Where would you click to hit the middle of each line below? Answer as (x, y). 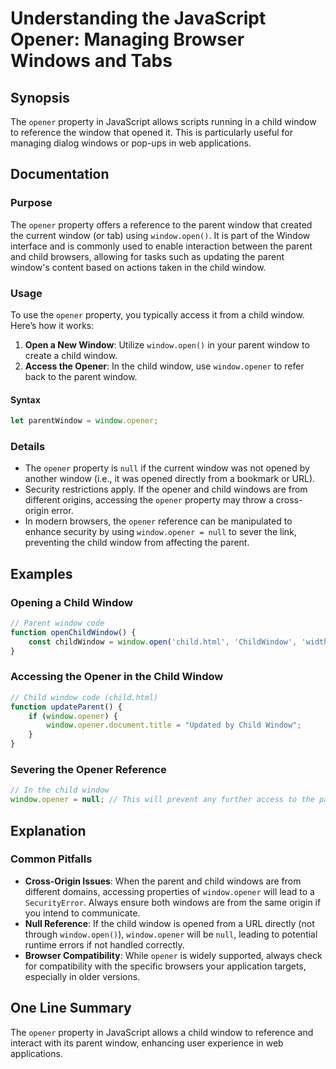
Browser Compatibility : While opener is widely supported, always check (173, 955)
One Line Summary (71, 1008)
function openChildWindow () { (73, 632)
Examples (41, 573)
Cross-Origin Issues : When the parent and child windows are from (163, 881)
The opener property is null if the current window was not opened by (167, 468)
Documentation (60, 174)
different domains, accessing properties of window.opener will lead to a (169, 891)
